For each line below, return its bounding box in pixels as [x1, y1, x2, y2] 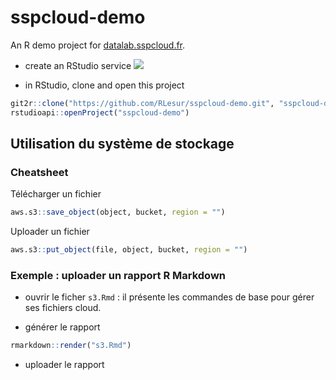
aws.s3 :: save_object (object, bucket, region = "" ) [10, 207, 226, 218]
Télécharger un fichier [10, 188, 102, 200]
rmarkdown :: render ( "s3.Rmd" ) [10, 341, 132, 351]
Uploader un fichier [10, 226, 90, 238]
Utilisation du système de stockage [10, 136, 235, 153]
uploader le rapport [24, 359, 105, 371]
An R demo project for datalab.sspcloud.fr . [10, 39, 186, 51]
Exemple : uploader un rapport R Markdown [10, 269, 226, 283]
